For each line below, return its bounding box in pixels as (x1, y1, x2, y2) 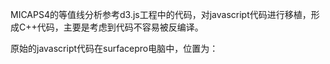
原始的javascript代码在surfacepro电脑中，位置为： (10, 43, 219, 54)
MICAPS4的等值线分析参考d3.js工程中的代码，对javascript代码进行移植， (10, 9, 312, 20)
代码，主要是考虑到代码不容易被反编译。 (36, 21, 204, 33)
